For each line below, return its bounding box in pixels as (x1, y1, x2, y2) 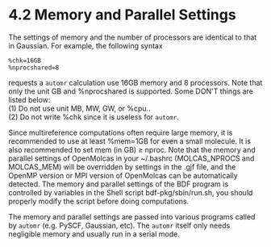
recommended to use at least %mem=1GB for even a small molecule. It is (8, 136, 252, 146)
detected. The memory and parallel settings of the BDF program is (8, 179, 228, 189)
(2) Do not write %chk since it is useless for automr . (8, 111, 179, 122)
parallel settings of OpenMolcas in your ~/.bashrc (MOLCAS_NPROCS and (8, 153, 255, 163)
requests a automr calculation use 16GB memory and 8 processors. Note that (8, 77, 263, 87)
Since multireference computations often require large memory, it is (8, 128, 233, 137)
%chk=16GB (8, 57, 42, 65)
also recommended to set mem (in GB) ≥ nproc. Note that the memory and (8, 144, 256, 154)
